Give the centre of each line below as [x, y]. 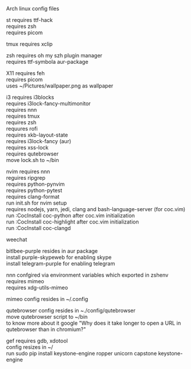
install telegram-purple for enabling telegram [61, 263]
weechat [17, 239]
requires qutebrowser [33, 154]
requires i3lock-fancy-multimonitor [48, 103]
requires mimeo [25, 281]
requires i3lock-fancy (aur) [39, 141]
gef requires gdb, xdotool [37, 341]
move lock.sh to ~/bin [33, 160]
